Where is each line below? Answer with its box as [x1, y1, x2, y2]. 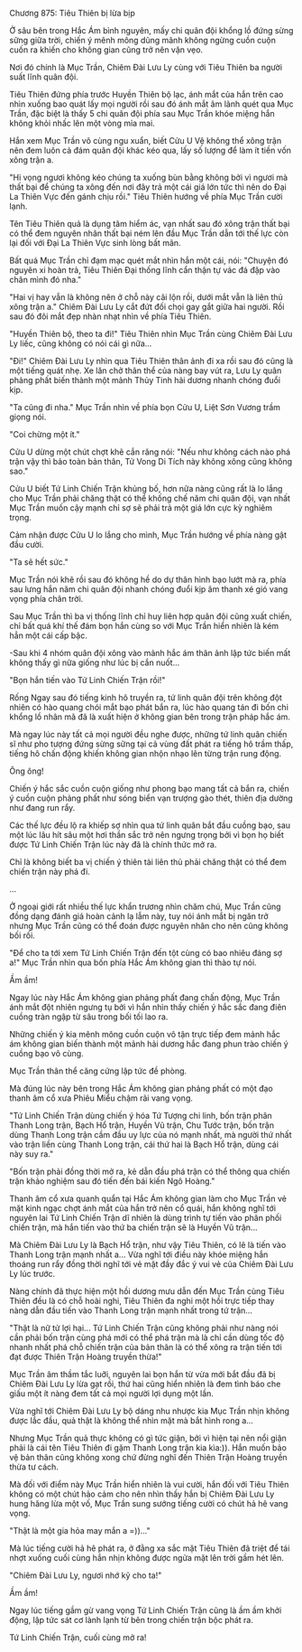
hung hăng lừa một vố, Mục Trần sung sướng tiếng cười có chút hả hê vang [9, 1498, 288, 1508]
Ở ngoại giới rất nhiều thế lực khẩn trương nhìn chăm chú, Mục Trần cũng [9, 901, 281, 912]
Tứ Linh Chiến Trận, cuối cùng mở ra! [9, 1632, 147, 1643]
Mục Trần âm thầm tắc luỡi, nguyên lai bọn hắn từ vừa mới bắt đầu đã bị [9, 1369, 277, 1379]
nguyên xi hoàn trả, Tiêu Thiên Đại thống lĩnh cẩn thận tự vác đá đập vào [9, 265, 280, 275]
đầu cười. [9, 540, 44, 549]
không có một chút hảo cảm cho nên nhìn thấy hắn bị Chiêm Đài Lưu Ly [9, 1488, 275, 1499]
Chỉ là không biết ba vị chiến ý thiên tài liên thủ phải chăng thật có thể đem [9, 857, 287, 867]
